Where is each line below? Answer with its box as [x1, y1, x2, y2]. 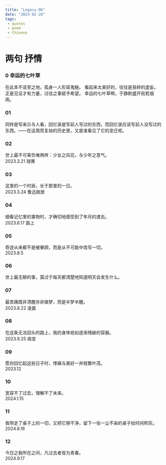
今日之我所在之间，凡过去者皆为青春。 [5, 450, 83, 456]
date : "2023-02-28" [5, 12, 46, 17]
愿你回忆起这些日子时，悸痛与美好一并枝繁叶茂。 [5, 360, 105, 366]
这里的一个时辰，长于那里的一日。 [5, 183, 75, 189]
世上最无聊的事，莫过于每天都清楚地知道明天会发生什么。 [5, 274, 122, 280]
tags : [5, 16, 16, 21]
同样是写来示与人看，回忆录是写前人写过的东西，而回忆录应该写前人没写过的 [5, 121, 162, 127]
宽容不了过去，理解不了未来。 [5, 390, 66, 396]
